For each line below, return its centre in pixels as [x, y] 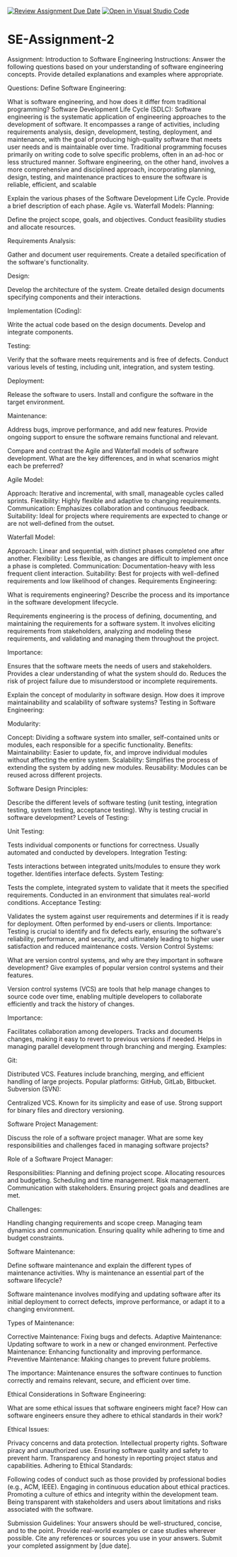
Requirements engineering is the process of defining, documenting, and [112, 616]
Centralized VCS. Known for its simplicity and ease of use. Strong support [115, 1103]
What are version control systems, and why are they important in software [115, 960]
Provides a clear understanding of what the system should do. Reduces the [117, 673]
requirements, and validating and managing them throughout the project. [113, 639]
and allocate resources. [42, 227]
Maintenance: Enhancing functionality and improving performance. [105, 1351]
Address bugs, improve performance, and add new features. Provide [107, 429]
